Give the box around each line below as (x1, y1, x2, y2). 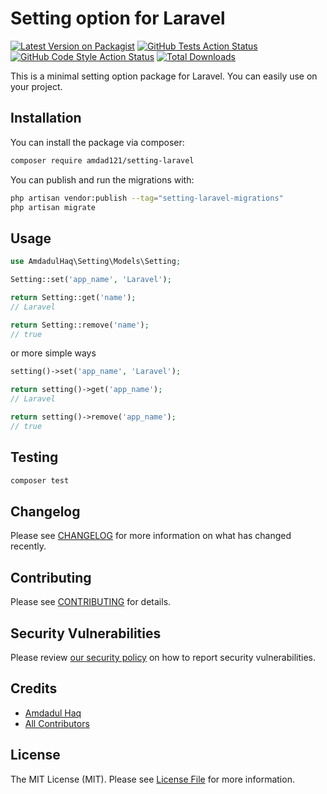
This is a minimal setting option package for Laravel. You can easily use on (10, 70, 318, 82)
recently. (10, 540, 47, 552)
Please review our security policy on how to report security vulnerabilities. (10, 651, 316, 663)
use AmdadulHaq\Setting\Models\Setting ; (10, 257, 182, 267)
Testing (10, 449, 59, 466)
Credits (10, 680, 58, 697)
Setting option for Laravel (10, 7, 226, 30)
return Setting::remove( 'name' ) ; (10, 320, 150, 330)
